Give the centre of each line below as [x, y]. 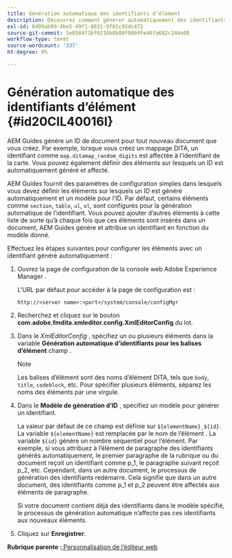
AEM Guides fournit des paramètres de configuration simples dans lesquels [115, 183]
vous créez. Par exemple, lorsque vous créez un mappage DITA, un [103, 148]
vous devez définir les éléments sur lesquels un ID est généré [95, 191]
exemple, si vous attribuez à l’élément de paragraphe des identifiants [115, 448]
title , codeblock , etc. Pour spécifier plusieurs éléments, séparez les [114, 385]
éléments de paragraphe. [53, 492]
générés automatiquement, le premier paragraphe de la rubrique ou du [118, 455]
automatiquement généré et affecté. [58, 170]
